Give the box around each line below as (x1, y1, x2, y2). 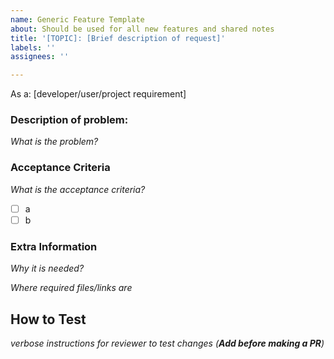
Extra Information (10, 239, 98, 253)
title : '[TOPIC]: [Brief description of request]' (10, 33, 226, 43)
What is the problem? (10, 136, 99, 148)
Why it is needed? (10, 262, 85, 275)
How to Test (10, 311, 87, 328)
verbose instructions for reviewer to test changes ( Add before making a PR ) (10, 337, 325, 349)
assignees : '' (10, 52, 70, 62)
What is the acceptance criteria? (10, 183, 146, 195)
